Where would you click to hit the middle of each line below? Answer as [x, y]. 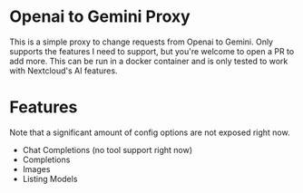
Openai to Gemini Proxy [100, 17]
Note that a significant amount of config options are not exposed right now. [150, 132]
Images [36, 169]
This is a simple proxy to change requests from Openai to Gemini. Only [142, 42]
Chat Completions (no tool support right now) [108, 150]
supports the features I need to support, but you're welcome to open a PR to [152, 51]
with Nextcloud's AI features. [64, 71]
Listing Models [50, 179]
